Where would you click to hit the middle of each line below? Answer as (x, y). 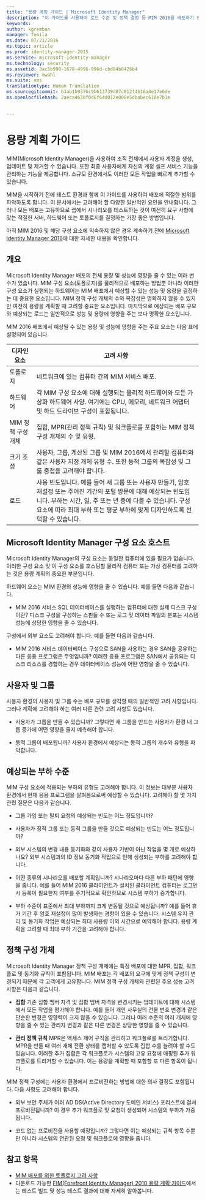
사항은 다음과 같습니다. (33, 989)
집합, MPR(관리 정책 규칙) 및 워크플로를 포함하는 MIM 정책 (115, 427)
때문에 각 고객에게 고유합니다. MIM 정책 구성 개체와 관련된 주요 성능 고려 (108, 981)
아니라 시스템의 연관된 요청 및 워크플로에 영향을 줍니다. (87, 1138)
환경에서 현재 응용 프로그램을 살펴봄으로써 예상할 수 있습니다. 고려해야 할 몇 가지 (102, 794)
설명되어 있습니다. (28, 334)
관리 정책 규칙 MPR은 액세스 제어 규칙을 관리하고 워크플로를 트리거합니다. (102, 1038)
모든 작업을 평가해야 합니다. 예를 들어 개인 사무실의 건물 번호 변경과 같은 (112, 1009)
